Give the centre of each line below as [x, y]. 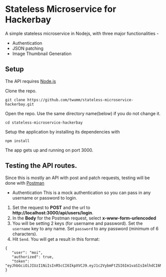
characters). [25, 234]
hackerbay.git [20, 104]
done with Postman [25, 183]
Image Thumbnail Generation [42, 54]
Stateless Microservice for [61, 9]
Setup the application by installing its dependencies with [62, 132]
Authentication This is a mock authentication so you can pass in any [82, 193]
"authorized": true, [33, 257]
